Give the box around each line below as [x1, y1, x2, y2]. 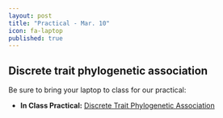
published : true [8, 34, 63, 43]
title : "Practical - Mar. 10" [8, 19, 111, 27]
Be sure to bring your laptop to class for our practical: [8, 85, 187, 95]
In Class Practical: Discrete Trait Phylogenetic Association [19, 101, 216, 111]
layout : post [8, 11, 53, 20]
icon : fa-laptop [8, 26, 63, 35]
